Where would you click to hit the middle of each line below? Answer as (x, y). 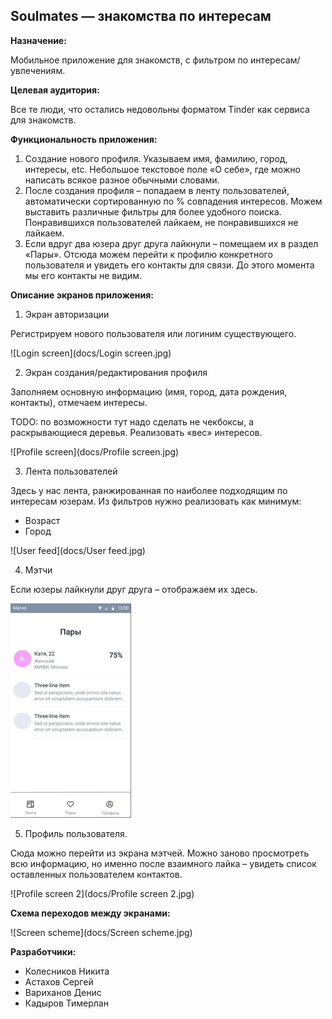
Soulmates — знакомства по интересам (141, 16)
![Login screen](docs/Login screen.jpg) (91, 353)
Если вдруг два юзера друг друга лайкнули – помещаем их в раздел (171, 243)
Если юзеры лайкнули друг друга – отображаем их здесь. (134, 589)
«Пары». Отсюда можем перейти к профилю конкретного (148, 254)
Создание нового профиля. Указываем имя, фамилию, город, (156, 158)
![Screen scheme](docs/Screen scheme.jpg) (101, 932)
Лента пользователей (71, 471)
